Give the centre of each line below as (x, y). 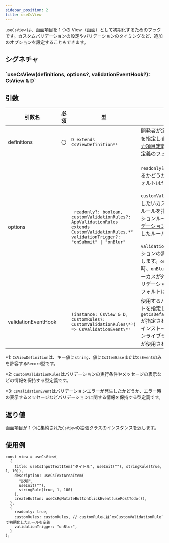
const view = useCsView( (31, 457)
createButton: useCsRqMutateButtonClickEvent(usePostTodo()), (81, 499)
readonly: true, (31, 512)
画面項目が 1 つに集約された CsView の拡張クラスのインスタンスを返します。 (82, 428)
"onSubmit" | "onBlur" (98, 242)
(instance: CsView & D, (100, 314)
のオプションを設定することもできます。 (47, 42)
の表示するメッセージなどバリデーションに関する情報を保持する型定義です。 (84, 397)
